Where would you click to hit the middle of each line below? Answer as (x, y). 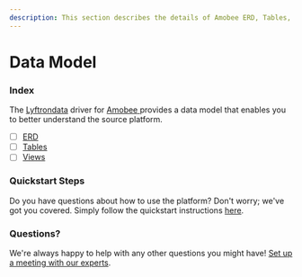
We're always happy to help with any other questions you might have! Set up (151, 253)
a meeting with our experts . (60, 263)
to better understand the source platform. (86, 120)
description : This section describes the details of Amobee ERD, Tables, (151, 18)
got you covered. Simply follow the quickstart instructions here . (127, 210)
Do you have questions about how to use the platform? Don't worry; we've (147, 201)
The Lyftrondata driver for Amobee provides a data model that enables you (147, 110)
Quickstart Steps (47, 181)
